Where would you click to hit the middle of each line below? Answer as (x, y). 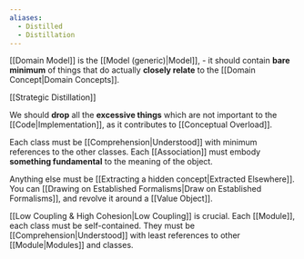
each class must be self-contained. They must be (102, 226)
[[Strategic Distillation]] (53, 97)
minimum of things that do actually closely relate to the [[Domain (133, 70)
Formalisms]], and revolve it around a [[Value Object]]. (111, 199)
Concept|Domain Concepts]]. (65, 80)
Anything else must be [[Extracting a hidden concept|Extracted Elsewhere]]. (152, 179)
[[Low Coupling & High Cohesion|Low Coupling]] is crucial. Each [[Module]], (152, 216)
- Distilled (41, 26)
